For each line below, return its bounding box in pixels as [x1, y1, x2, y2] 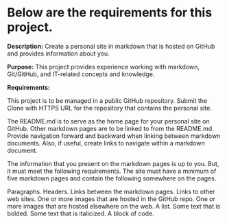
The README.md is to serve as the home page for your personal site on [7, 117, 211, 125]
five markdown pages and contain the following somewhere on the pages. [7, 174, 217, 183]
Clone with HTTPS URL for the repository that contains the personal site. [7, 104, 213, 112]
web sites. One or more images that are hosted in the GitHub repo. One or [7, 194, 216, 203]
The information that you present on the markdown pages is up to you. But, [7, 159, 219, 167]
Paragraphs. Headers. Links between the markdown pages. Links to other [7, 187, 215, 196]
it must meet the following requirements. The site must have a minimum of [7, 167, 217, 175]
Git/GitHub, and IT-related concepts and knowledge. [7, 70, 155, 78]
